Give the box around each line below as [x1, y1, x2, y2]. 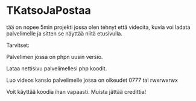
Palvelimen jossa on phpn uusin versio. [6, 53, 103, 60]
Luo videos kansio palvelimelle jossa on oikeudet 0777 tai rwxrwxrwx [6, 76, 178, 84]
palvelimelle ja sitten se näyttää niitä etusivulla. [6, 29, 122, 37]
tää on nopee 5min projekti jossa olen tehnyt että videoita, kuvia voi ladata [6, 23, 191, 31]
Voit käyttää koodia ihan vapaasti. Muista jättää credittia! [6, 88, 147, 95]
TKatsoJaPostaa [6, 4, 92, 17]
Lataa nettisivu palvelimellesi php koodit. [6, 64, 107, 72]
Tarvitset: [6, 41, 30, 49]
